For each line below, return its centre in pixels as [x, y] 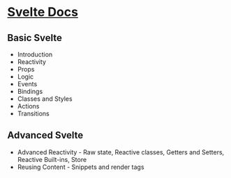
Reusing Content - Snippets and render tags [81, 167]
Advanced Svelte [45, 135]
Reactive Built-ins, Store [52, 159]
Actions [28, 106]
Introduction [35, 54]
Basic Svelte [35, 38]
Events [27, 84]
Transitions [33, 113]
